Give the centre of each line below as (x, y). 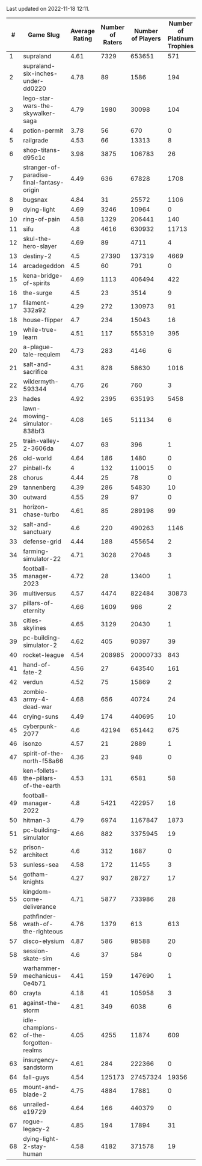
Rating (83, 38)
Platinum (181, 38)
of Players (146, 38)
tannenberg (39, 487)
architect (35, 855)
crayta (32, 993)
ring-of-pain (41, 219)
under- (33, 81)
